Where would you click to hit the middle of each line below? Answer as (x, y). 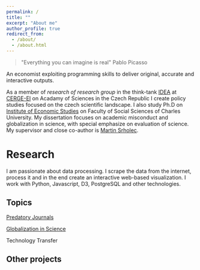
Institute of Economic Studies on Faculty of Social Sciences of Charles (93, 111)
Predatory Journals (30, 217)
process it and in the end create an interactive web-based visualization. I (96, 177)
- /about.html (29, 46)
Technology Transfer (32, 240)
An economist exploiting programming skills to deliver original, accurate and (100, 74)
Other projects (34, 259)
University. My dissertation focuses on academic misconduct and (87, 117)
